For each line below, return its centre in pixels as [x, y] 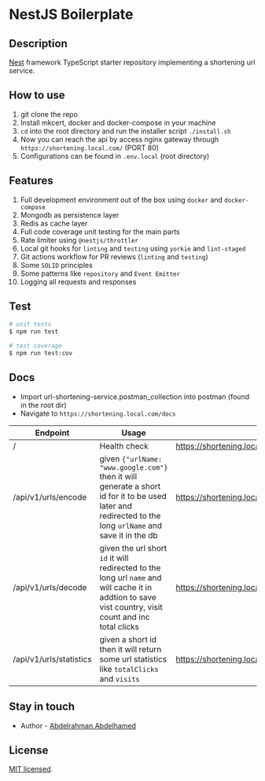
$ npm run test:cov [41, 354]
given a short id [128, 640]
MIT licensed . [31, 769]
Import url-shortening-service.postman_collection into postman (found [135, 396]
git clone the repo [49, 114]
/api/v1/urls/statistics [53, 659]
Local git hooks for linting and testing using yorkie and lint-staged [133, 248]
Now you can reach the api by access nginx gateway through [120, 139]
